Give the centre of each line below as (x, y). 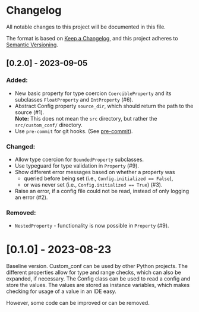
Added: (17, 80)
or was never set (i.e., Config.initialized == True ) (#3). (93, 184)
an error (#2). (31, 197)
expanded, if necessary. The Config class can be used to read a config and (98, 279)
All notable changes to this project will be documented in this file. (86, 27)
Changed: (21, 146)
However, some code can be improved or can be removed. (78, 303)
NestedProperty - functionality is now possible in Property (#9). (92, 226)
